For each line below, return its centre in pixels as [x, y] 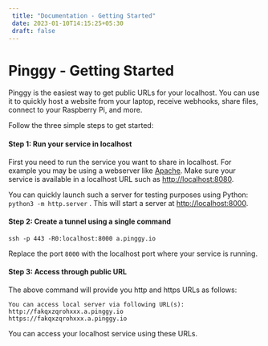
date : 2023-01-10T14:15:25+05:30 [68, 23]
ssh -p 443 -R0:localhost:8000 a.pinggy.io [82, 238]
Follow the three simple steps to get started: [81, 126]
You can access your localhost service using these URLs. [103, 333]
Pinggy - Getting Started [91, 70]
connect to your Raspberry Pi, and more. [75, 110]
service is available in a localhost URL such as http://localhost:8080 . [121, 179]
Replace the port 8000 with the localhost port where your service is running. [133, 253]
